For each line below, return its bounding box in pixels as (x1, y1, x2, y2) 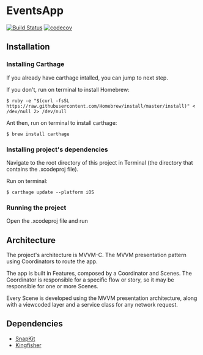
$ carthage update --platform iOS (6, 189, 95, 195)
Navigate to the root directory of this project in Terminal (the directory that (6, 159, 193, 166)
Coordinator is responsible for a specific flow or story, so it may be (6, 276, 174, 283)
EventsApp (6, 4, 64, 18)
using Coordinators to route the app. (6, 258, 98, 265)
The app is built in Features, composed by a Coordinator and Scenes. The (6, 270, 193, 277)
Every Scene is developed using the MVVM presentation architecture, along (6, 294, 197, 302)
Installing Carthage (6, 60, 65, 69)
